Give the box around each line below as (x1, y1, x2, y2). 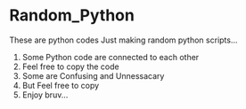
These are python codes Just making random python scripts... (9, 35, 238, 45)
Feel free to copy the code (21, 61, 119, 72)
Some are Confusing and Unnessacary (21, 70, 165, 81)
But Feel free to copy (21, 80, 100, 90)
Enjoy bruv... (21, 90, 69, 100)
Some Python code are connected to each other (21, 51, 200, 62)
